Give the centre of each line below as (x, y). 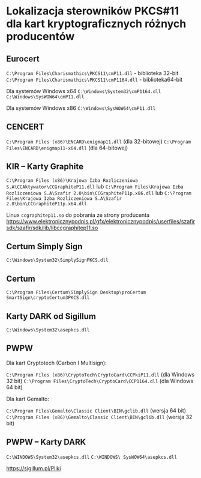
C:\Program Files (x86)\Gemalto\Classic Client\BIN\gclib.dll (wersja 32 (99, 417)
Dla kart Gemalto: (28, 399)
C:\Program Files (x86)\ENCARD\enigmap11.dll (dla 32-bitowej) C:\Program (99, 141)
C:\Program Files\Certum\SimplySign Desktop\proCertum (76, 292)
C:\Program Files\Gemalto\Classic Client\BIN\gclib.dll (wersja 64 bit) (96, 410)
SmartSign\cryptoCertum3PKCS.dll (48, 298)
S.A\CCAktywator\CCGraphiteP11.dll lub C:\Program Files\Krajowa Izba (95, 186)
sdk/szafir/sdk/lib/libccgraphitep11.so (52, 228)
